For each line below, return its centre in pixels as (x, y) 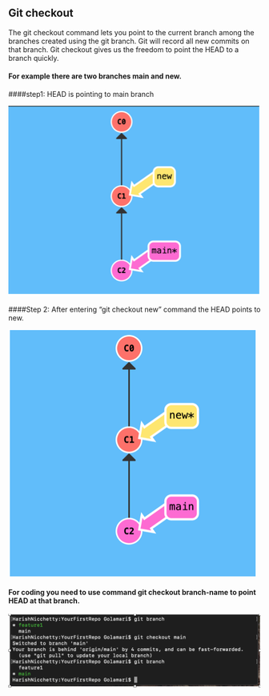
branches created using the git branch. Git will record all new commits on (129, 41)
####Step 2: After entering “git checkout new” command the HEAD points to (135, 309)
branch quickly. (34, 58)
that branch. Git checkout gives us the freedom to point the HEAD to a (124, 49)
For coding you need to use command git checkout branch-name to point (132, 592)
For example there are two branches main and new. (95, 76)
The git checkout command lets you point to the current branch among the (131, 32)
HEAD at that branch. (44, 601)
